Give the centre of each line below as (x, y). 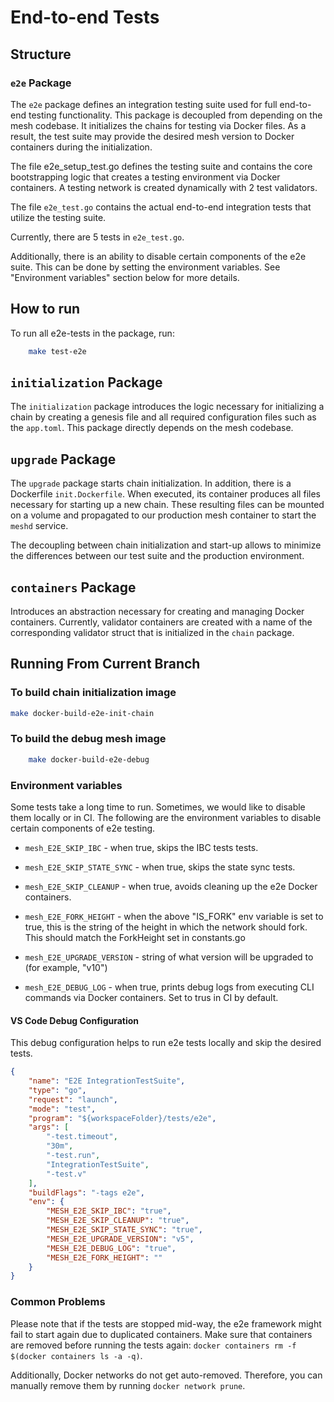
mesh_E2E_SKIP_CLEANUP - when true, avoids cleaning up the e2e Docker (171, 887)
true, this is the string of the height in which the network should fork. (166, 927)
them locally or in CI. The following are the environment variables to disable (166, 818)
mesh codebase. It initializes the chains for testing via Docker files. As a (158, 125)
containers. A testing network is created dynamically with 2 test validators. (164, 187)
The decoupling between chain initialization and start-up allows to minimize (166, 545)
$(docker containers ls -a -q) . (76, 1355)
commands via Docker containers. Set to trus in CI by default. (151, 998)
